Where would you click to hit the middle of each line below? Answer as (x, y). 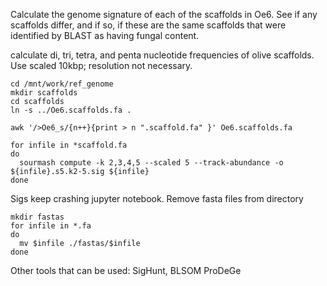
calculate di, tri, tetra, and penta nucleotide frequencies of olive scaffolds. (162, 55)
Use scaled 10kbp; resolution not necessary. (101, 65)
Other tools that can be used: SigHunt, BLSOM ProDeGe (126, 270)
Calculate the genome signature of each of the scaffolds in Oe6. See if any (164, 14)
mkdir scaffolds (44, 93)
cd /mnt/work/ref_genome (62, 84)
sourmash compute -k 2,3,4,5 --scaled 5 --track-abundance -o (151, 163)
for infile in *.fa (51, 226)
